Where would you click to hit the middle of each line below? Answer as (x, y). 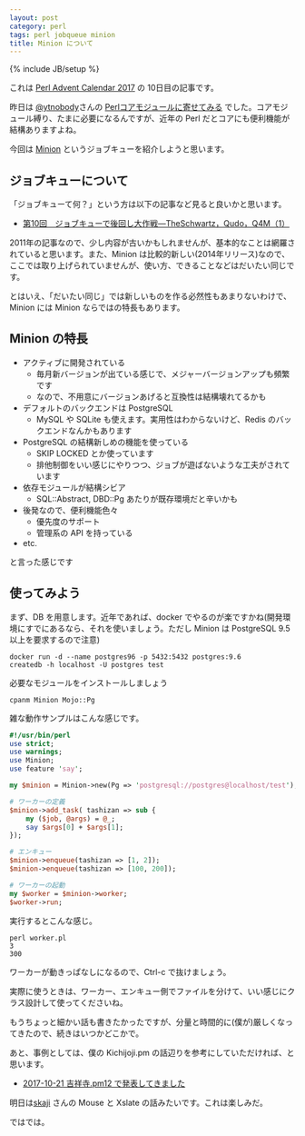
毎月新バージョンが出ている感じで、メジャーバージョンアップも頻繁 (163, 374)
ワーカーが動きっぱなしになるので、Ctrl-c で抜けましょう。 (120, 972)
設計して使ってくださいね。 (77, 1002)
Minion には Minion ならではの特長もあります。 (97, 308)
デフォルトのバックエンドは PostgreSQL (98, 408)
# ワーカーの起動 (37, 885)
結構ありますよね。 (45, 130)
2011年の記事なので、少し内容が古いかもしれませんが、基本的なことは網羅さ (152, 243)
